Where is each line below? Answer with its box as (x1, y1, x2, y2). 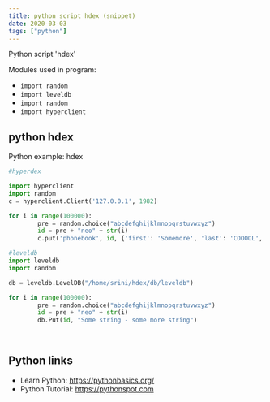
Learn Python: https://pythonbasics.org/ (19, 375, 155, 385)
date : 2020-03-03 (8, 19, 67, 28)
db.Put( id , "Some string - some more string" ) (37, 316, 198, 325)
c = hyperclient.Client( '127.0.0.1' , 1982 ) (8, 197, 158, 205)
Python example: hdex (8, 152, 84, 162)
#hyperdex (8, 167, 42, 175)
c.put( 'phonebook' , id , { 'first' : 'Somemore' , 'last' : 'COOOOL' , (37, 235, 264, 243)
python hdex (8, 130, 75, 144)
